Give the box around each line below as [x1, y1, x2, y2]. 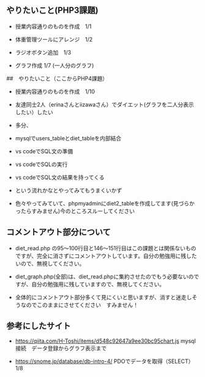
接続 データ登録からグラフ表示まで [15, 345, 107, 352]
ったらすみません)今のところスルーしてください [15, 207, 135, 215]
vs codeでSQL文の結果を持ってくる [15, 173, 105, 181]
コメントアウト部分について [6, 227, 111, 237]
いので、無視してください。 [15, 259, 85, 267]
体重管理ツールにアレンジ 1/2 [15, 36, 93, 43]
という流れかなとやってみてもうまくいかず [15, 186, 122, 194]
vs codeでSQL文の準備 [15, 147, 73, 154]
